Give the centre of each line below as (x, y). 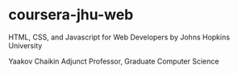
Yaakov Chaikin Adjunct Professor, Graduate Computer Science (114, 61)
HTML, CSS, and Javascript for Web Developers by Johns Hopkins (119, 37)
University (25, 45)
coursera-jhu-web (71, 15)
